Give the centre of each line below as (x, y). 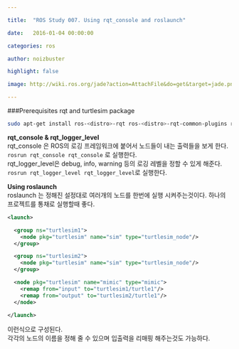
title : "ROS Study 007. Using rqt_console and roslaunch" (97, 20)
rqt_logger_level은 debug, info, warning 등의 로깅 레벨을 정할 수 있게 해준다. (115, 163)
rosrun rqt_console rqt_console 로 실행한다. (72, 154)
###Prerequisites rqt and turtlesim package (71, 111)
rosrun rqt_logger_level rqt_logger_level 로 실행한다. (87, 172)
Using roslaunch (32, 186)
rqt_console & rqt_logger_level (53, 137)
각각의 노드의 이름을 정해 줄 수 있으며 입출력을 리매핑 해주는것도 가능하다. (109, 338)
